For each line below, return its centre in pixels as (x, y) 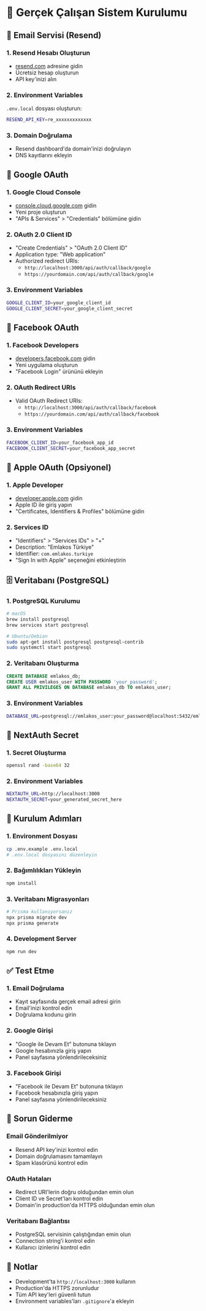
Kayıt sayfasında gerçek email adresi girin (68, 1002)
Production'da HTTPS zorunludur (57, 1288)
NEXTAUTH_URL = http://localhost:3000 (53, 794)
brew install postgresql (38, 619)
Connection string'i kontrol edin (55, 1241)
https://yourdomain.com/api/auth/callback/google (89, 275)
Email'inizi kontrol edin (44, 1008)
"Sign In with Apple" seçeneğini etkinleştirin (71, 560)
